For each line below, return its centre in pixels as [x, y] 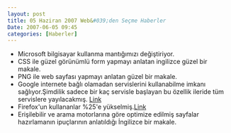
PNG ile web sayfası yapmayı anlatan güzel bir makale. [97, 77]
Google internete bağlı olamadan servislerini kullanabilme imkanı [112, 84]
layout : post [27, 14]
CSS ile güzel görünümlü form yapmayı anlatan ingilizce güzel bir [112, 62]
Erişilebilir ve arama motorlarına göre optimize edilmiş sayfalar [108, 115]
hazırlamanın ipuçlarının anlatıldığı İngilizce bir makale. [97, 122]
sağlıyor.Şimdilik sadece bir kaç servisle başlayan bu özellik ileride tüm [121, 92]
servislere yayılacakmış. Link [60, 100]
